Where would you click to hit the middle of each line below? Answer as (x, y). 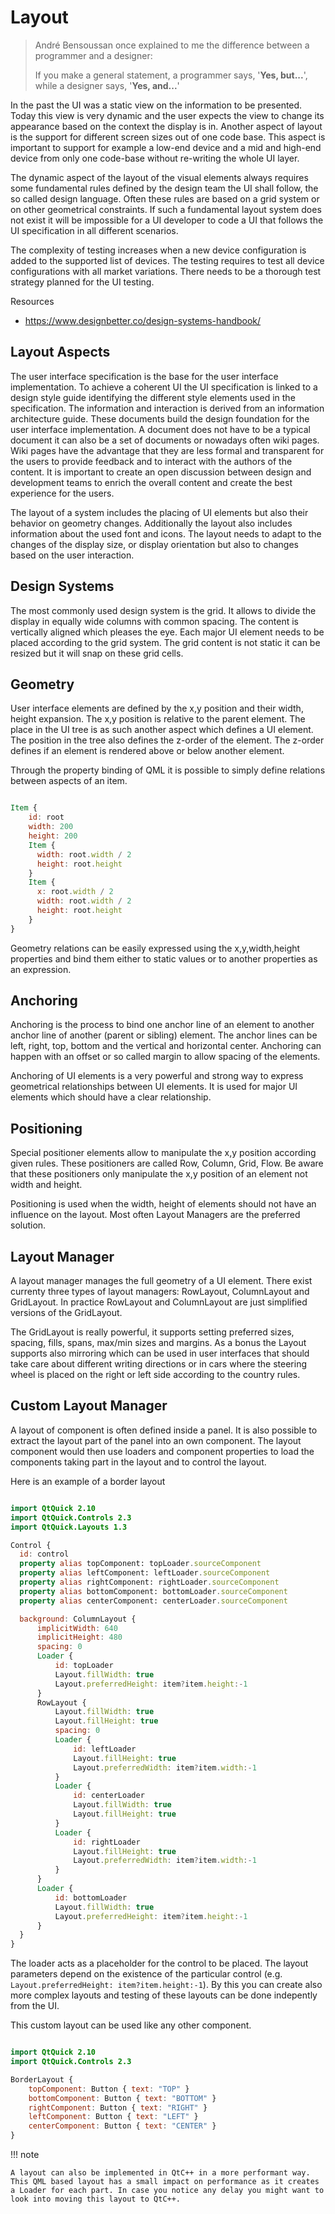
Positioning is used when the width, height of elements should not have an (163, 1204)
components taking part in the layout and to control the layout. (138, 1462)
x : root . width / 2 (75, 892)
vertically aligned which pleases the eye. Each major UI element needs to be (167, 632)
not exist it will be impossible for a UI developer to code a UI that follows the (167, 220)
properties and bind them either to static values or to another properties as (164, 958)
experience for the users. (62, 493)
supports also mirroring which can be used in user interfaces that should (160, 1353)
